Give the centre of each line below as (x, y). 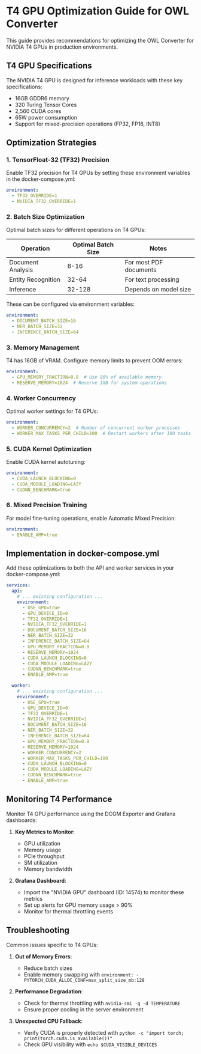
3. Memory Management (43, 347)
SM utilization (41, 862)
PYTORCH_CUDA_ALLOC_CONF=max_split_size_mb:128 (84, 980)
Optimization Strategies (51, 143)
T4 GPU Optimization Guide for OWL (98, 11)
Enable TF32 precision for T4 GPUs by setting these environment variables (98, 173)
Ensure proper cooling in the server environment (83, 1009)
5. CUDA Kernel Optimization (49, 449)
